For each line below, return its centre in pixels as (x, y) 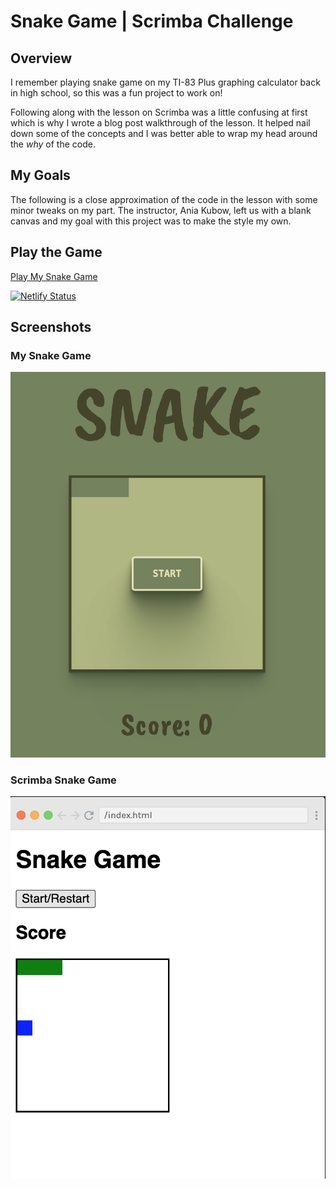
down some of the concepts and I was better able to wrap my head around (164, 133)
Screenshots (51, 327)
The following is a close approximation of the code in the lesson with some (164, 199)
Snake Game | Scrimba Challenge (152, 21)
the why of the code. (53, 144)
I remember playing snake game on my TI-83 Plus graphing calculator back (165, 82)
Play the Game (56, 252)
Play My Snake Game (54, 276)
